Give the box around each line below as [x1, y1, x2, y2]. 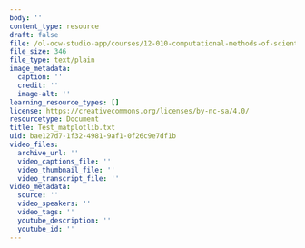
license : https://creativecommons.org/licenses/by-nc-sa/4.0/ [9, 106, 250, 115]
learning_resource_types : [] [9, 97, 120, 107]
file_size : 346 [9, 47, 67, 56]
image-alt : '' [17, 89, 71, 98]
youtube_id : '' [17, 224, 75, 233]
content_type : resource [9, 22, 100, 31]
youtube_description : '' [17, 215, 112, 225]
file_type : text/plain [9, 55, 95, 64]
